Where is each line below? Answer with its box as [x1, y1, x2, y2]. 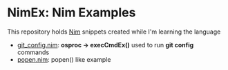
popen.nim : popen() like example [17, 55, 111, 63]
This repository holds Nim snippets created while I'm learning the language [7, 27, 221, 36]
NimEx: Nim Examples [7, 5, 136, 21]
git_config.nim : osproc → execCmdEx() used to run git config [17, 40, 194, 49]
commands [17, 48, 50, 56]
